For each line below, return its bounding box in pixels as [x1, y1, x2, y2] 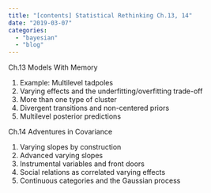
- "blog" [15, 41, 44, 49]
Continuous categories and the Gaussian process [19, 176, 181, 186]
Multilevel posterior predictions [19, 112, 121, 121]
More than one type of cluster [19, 95, 117, 104]
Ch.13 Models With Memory [8, 62, 98, 72]
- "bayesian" [15, 33, 58, 42]
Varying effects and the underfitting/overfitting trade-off [19, 86, 203, 96]
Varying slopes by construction [19, 142, 122, 152]
